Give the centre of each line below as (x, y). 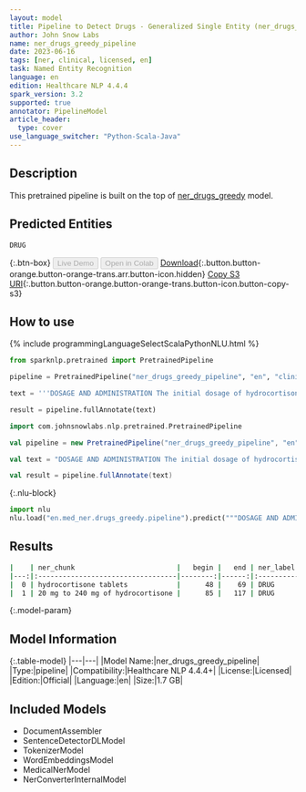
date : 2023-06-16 (42, 52)
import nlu (30, 510)
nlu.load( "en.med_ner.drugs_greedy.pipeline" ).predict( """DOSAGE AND (144, 519)
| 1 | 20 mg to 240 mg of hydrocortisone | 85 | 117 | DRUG (142, 593)
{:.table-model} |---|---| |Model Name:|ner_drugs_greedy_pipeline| (134, 661)
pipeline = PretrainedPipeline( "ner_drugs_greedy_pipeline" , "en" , (140, 377)
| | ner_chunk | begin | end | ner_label (153, 567)
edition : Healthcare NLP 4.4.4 (69, 86)
